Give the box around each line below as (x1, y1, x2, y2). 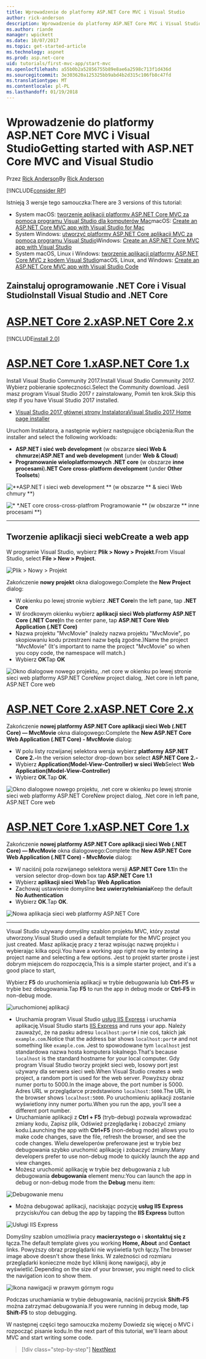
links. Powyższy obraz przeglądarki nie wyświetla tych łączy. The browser (6, 1245, 193, 1253)
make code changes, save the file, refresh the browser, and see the (15, 1133, 186, 1140)
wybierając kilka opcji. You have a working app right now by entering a (6, 947, 183, 954)
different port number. (15, 1106, 72, 1114)
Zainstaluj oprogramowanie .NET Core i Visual (6, 281, 186, 291)
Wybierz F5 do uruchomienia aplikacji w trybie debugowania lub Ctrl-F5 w (6, 978, 195, 986)
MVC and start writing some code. (6, 1334, 93, 1341)
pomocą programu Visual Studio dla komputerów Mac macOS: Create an (15, 217, 197, 224)
